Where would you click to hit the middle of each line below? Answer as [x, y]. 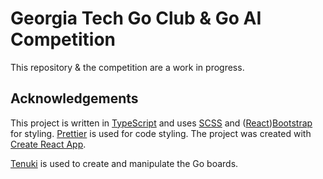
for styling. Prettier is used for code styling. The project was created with [161, 133]
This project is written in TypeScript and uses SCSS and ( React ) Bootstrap [161, 123]
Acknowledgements [74, 98]
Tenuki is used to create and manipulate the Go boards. [124, 163]
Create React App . [48, 144]
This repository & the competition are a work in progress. [127, 67]
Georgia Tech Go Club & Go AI [136, 18]
